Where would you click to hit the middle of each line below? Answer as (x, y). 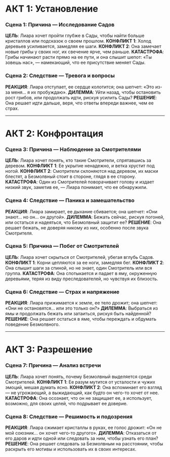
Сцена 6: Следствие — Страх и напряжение (62, 292)
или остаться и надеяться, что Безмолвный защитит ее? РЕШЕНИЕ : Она (83, 222)
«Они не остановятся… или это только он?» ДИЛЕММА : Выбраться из (82, 308)
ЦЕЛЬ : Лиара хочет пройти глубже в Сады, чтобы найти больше (75, 35)
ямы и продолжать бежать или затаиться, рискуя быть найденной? (78, 314)
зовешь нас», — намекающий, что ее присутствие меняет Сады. (75, 63)
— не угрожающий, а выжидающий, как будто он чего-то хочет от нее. (82, 393)
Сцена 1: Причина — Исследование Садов (60, 25)
